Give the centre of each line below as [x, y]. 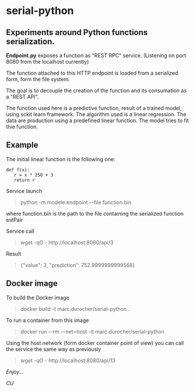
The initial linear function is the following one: [61, 159]
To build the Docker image [38, 297]
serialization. [30, 41]
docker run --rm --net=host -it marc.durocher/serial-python [92, 331]
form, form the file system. [38, 79]
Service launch [24, 191]
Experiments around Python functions [77, 32]
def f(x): [18, 170]
